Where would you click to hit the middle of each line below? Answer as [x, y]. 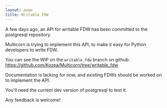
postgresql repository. [28, 34]
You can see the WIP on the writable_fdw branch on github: [68, 59]
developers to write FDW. [32, 50]
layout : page [19, 10]
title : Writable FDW [27, 15]
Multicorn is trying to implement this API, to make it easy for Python [76, 44]
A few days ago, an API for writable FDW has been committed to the [76, 29]
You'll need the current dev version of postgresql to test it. [66, 90]
